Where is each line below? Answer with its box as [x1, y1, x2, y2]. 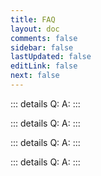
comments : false [10, 33, 78, 43]
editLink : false [10, 61, 78, 71]
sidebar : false [10, 42, 74, 53]
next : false [10, 71, 60, 81]
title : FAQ [10, 14, 56, 25]
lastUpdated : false [10, 52, 92, 62]
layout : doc [10, 24, 60, 34]
